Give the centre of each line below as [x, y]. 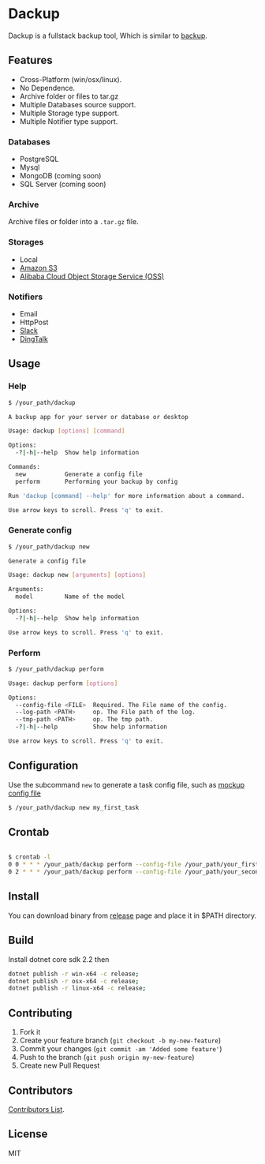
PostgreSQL [39, 159]
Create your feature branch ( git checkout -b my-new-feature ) [120, 1040]
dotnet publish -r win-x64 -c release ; [74, 974]
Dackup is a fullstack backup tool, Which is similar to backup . [108, 36]
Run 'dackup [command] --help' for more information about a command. [127, 496]
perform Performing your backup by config [97, 481]
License [28, 1134]
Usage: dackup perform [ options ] [63, 683]
